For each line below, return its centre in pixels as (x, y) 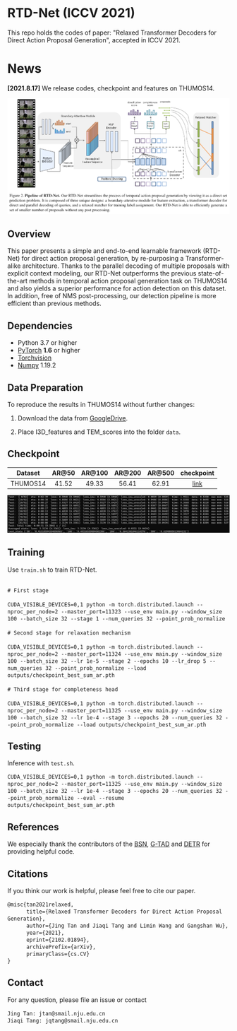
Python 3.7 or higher (47, 343)
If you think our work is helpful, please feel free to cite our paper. (102, 890)
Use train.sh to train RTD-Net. (52, 570)
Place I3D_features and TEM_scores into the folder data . (99, 432)
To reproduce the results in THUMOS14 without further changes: (101, 405)
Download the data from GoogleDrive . (73, 418)
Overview (29, 234)
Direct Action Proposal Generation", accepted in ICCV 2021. (94, 40)
